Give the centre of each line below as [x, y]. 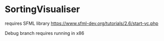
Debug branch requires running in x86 [45, 33]
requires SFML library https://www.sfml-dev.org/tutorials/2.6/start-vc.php [82, 23]
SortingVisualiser [43, 9]
